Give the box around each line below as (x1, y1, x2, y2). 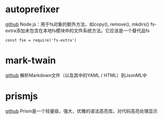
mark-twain (5, 55, 56, 66)
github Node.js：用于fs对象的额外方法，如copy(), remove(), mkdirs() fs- (5, 21, 157, 27)
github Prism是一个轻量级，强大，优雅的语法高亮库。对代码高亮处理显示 (5, 108, 158, 114)
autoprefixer (5, 4, 60, 15)
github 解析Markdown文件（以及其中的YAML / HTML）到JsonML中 (5, 72, 147, 78)
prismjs (5, 90, 38, 102)
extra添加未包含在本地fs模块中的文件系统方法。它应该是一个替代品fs (5, 27, 150, 34)
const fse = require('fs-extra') (5, 37, 77, 43)
